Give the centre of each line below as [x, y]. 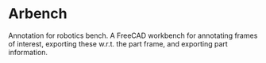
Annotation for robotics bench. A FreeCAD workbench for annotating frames [133, 35]
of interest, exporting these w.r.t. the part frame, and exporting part [118, 43]
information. [28, 52]
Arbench [38, 14]
